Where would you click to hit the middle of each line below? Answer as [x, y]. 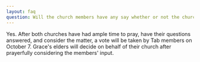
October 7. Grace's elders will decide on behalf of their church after [89, 46]
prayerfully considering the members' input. [60, 53]
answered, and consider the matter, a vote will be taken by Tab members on [99, 40]
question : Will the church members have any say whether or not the [93, 17]
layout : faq [21, 12]
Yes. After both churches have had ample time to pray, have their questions [99, 34]
